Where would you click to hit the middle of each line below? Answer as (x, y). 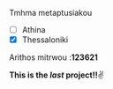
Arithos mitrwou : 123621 (54, 57)
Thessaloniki (45, 40)
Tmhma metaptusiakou (51, 13)
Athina (34, 30)
